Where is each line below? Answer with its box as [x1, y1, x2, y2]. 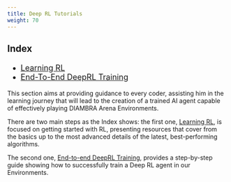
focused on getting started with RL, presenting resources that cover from [7, 125, 218, 134]
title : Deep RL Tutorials [7, 10, 82, 17]
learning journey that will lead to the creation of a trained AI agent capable [7, 97, 221, 105]
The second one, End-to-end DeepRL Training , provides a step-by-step [7, 153, 213, 162]
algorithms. [7, 140, 40, 148]
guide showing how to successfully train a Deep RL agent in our [7, 161, 191, 169]
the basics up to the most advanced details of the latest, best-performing [7, 132, 218, 141]
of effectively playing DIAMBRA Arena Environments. [7, 104, 159, 113]
